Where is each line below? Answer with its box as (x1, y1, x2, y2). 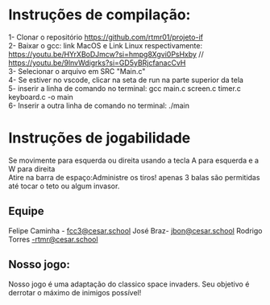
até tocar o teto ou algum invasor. (8, 181, 120, 191)
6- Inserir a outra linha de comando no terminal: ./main (8, 101, 189, 110)
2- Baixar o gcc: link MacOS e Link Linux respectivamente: (8, 40, 203, 50)
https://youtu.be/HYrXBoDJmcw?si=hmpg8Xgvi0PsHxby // (8, 49, 204, 59)
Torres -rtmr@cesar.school (8, 234, 98, 244)
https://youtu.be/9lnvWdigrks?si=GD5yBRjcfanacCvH (8, 58, 186, 68)
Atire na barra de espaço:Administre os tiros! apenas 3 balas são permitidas (8, 172, 260, 182)
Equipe (8, 204, 44, 218)
